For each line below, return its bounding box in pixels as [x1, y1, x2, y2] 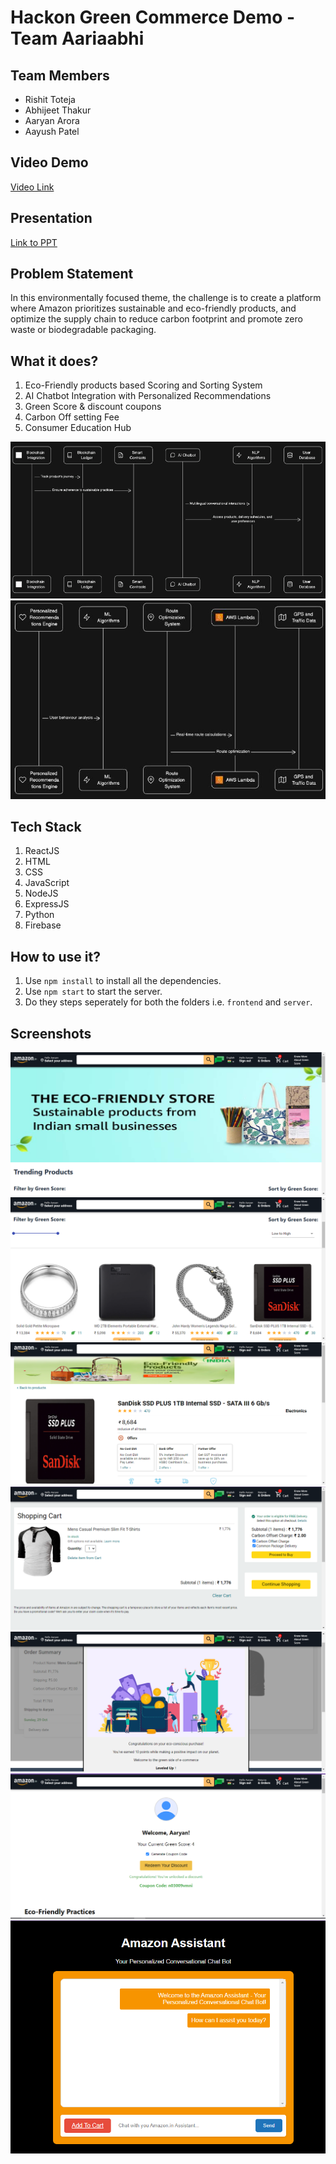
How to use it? [10, 948, 101, 965]
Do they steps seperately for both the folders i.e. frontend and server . [24, 996, 313, 1008]
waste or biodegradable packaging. [10, 324, 157, 336]
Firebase [24, 919, 62, 931]
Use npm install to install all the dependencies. [24, 975, 222, 987]
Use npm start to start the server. [24, 986, 163, 998]
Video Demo [10, 154, 89, 171]
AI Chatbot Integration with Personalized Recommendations [24, 390, 272, 402]
